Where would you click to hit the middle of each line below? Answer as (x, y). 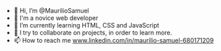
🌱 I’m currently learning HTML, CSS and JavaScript (86, 25)
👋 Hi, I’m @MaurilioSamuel (51, 11)
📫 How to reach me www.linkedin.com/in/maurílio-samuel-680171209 (114, 40)
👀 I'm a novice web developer (56, 18)
